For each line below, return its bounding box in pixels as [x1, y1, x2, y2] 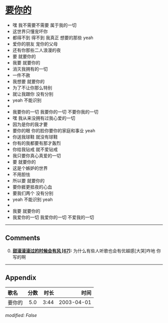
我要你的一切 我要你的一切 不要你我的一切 [12, 109, 98, 115]
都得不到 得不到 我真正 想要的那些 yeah [12, 35, 93, 41]
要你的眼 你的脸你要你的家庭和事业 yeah [12, 127, 95, 133]
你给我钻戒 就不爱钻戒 [12, 146, 58, 152]
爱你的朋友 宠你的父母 [12, 41, 58, 47]
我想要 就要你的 [12, 78, 45, 84]
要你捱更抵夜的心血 [12, 184, 52, 190]
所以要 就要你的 [12, 177, 45, 183]
